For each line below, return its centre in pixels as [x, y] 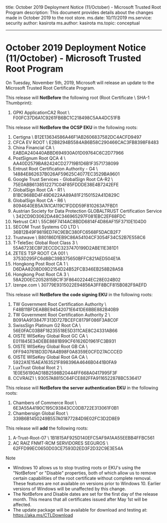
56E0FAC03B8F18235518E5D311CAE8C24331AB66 [65, 331]
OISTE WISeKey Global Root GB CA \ [50, 346]
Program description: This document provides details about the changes [80, 12]
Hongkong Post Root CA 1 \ [40, 263]
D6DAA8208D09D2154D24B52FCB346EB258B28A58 [68, 269]
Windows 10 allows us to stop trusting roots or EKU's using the [77, 467]
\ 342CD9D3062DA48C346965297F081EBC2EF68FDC [69, 216]
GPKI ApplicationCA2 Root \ [41, 112]
